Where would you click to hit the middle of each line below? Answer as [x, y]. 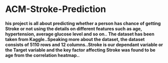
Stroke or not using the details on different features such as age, [73, 28]
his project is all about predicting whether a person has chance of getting [83, 23]
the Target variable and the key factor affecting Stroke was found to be [80, 50]
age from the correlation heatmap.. [43, 55]
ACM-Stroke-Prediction [56, 9]
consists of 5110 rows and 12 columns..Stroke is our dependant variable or [84, 44]
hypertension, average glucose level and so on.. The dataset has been [80, 34]
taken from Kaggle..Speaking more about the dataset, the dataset [75, 39]
